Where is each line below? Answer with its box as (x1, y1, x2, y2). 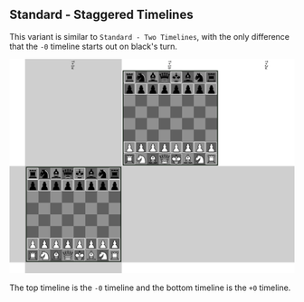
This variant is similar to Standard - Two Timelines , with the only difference (9, 31, 290, 42)
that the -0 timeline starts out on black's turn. (9, 41, 178, 52)
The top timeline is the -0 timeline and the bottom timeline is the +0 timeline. (9, 282, 291, 293)
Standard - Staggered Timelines (9, 7, 194, 23)
